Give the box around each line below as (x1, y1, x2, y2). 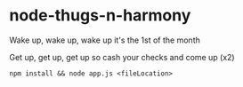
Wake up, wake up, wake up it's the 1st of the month (9, 35, 200, 45)
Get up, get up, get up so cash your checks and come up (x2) (9, 51, 235, 62)
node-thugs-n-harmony (9, 5, 191, 26)
